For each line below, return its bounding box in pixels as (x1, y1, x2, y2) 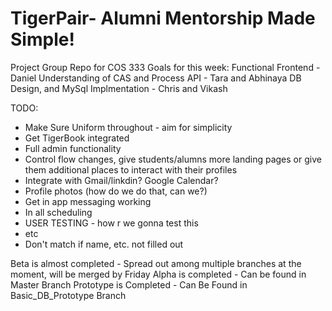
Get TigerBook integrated (24, 132, 130, 144)
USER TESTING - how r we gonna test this (24, 217, 199, 229)
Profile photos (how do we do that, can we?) (24, 185, 208, 197)
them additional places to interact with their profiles (24, 163, 238, 176)
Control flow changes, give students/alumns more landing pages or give (24, 153, 322, 165)
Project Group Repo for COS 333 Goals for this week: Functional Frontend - (10, 61, 321, 73)
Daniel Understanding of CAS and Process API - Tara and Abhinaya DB (10, 72, 302, 84)
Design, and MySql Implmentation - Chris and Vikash (10, 82, 228, 94)
